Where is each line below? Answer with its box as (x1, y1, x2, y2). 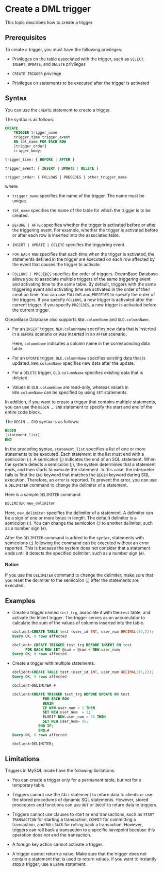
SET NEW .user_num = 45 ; (43, 719, 89, 724)
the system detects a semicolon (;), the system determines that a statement (5, 462, 156, 467)
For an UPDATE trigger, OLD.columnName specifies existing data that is (12, 355, 146, 361)
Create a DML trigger (5, 3, 91, 15)
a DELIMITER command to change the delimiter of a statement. (5, 482, 128, 488)
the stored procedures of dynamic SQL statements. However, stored (12, 797, 149, 803)
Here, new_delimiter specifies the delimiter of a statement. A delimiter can (5, 510, 154, 516)
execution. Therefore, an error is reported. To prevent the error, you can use (5, 477, 157, 483)
